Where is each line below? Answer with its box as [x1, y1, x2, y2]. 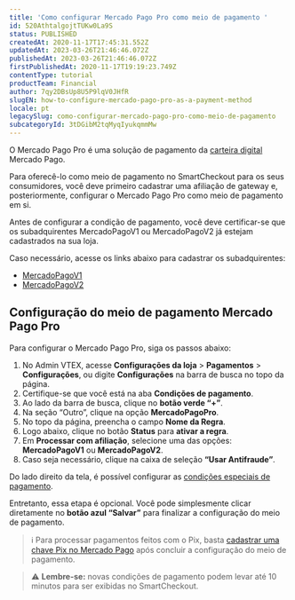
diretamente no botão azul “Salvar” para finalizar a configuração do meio [9, 507, 281, 517]
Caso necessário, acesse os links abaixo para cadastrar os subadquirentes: [9, 253, 286, 263]
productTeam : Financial [9, 79, 98, 88]
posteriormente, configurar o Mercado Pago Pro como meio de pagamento [9, 190, 283, 201]
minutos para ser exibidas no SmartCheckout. [30, 580, 199, 591]
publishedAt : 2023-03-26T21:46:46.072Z [9, 54, 157, 63]
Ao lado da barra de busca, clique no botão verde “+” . [21, 397, 224, 408]
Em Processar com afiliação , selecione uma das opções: [21, 435, 233, 446]
